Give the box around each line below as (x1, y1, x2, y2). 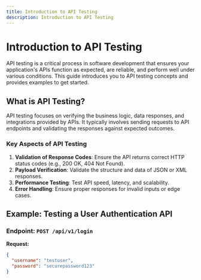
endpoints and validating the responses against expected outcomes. (6, 125, 175, 132)
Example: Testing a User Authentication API (6, 209, 173, 219)
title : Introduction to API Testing (6, 8, 98, 15)
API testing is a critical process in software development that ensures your (6, 60, 190, 67)
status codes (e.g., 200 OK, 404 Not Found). (14, 160, 125, 167)
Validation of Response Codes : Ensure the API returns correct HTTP (14, 153, 185, 160)
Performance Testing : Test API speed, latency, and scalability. (14, 179, 169, 186)
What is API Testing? (6, 96, 86, 106)
